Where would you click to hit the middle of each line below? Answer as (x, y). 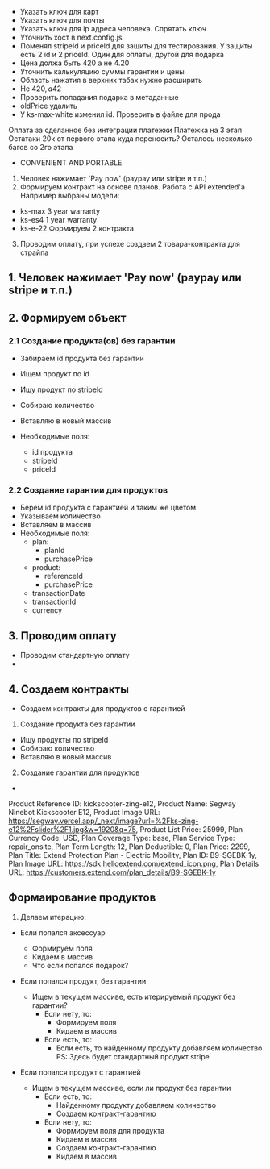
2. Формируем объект (67, 318)
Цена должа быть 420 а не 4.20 (75, 63)
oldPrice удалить (49, 106)
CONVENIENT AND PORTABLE (71, 163)
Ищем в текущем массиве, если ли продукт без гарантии (131, 1088)
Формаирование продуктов (82, 898)
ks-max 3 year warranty (60, 211)
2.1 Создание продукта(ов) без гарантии (92, 340)
